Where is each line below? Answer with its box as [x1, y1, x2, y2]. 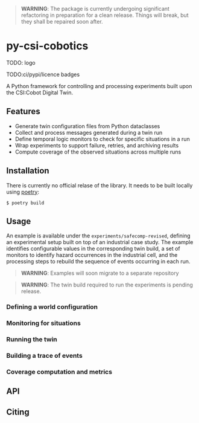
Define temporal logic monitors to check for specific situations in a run [14, 135, 190, 143]
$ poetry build [6, 199, 45, 206]
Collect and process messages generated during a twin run [14, 129, 163, 136]
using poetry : [6, 188, 39, 195]
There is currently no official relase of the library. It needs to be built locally [6, 181, 193, 189]
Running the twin [6, 335, 57, 344]
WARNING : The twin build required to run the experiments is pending [21, 281, 193, 289]
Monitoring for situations [6, 319, 81, 328]
